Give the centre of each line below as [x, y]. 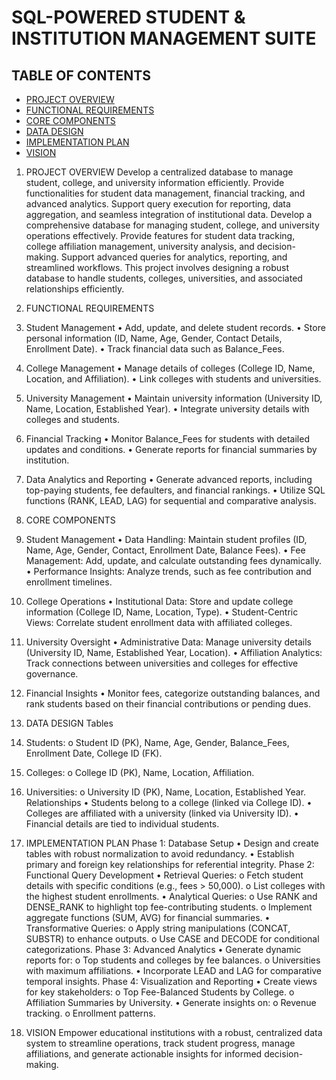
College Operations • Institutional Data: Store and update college [159, 601]
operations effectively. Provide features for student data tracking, [160, 235]
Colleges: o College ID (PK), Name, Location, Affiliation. [140, 772]
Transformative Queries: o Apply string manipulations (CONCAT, [158, 928]
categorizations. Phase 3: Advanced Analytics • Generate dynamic [163, 949]
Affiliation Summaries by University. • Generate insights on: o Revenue [171, 1002]
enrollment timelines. [69, 582]
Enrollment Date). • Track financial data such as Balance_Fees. [155, 349]
